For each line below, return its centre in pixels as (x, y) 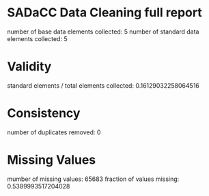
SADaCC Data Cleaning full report (105, 13)
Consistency (44, 113)
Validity (29, 67)
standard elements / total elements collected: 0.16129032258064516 (103, 85)
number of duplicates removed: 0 (54, 132)
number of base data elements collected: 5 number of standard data (103, 32)
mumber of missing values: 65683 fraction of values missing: (93, 179)
